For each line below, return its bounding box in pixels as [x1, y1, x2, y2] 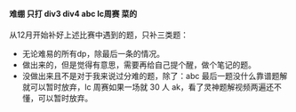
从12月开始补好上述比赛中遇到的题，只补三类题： [9, 29, 189, 40]
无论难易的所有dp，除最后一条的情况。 [21, 49, 164, 60]
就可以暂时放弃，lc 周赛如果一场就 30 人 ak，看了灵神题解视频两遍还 [21, 82, 274, 92]
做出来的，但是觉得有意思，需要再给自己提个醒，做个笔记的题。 [21, 60, 256, 70]
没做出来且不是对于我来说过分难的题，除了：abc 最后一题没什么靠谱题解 [21, 71, 288, 82]
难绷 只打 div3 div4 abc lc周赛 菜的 [9, 8, 138, 19]
